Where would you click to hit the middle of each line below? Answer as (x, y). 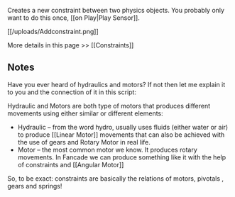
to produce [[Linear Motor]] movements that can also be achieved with (121, 135)
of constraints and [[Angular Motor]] (71, 164)
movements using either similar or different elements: (85, 113)
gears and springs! (35, 186)
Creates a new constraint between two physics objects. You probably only (116, 10)
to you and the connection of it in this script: (72, 92)
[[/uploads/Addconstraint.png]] (53, 32)
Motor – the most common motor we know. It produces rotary (107, 150)
